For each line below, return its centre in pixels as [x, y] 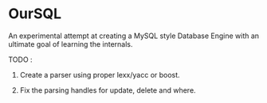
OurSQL [35, 14]
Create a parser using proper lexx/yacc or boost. [100, 74]
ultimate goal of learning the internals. [71, 44]
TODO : [21, 59]
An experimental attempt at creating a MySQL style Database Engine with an [134, 36]
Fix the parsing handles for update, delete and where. [108, 90]
